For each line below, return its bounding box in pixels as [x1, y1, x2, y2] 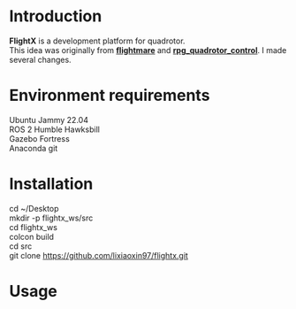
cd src [9, 241, 33, 251]
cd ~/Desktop [9, 203, 59, 213]
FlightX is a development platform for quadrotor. [9, 35, 186, 46]
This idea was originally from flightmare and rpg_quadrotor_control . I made [9, 44, 287, 55]
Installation [9, 174, 94, 194]
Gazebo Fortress [9, 133, 71, 143]
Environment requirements [9, 86, 210, 105]
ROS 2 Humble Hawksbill [9, 124, 100, 135]
